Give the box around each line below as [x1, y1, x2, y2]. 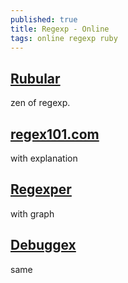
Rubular [10, 70, 61, 87]
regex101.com [10, 126, 100, 143]
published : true [10, 14, 78, 25]
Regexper [10, 181, 72, 198]
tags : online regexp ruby [10, 33, 118, 43]
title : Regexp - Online [10, 24, 110, 34]
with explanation [10, 152, 78, 164]
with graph [10, 207, 55, 220]
